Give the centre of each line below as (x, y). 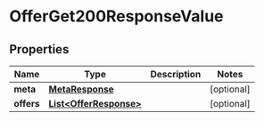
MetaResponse (81, 89)
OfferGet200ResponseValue (117, 16)
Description (176, 74)
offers (27, 104)
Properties (39, 49)
